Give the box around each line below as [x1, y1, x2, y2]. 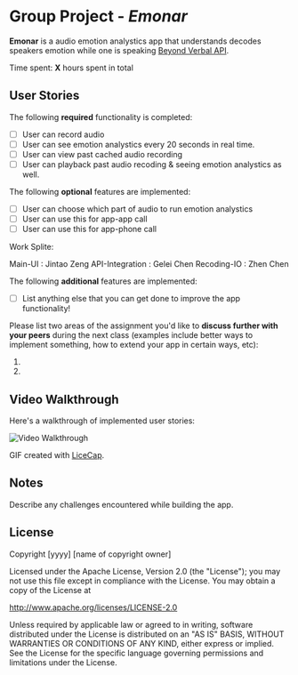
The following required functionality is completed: [9, 111, 193, 122]
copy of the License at [9, 584, 92, 595]
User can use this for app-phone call [21, 224, 157, 235]
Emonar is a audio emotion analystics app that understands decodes [9, 36, 262, 46]
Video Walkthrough [9, 391, 119, 406]
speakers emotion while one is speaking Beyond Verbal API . [9, 44, 230, 55]
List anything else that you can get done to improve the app [21, 293, 241, 304]
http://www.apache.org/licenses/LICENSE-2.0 [9, 602, 178, 613]
